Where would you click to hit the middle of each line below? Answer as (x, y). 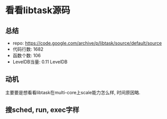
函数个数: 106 (26, 55)
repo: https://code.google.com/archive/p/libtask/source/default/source (87, 43)
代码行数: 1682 (28, 49)
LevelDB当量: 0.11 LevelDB (40, 62)
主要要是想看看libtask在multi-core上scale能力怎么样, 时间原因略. (73, 92)
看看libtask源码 (38, 10)
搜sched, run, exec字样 (43, 110)
